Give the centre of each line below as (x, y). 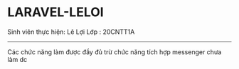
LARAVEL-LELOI (56, 12)
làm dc (17, 59)
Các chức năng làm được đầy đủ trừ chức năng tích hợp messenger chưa (115, 52)
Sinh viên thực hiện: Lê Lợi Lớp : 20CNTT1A (71, 32)
